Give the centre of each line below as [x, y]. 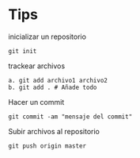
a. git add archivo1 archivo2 [58, 80]
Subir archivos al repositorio [54, 131]
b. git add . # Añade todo [53, 87]
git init [23, 51]
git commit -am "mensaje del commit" [70, 117]
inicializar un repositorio [47, 37]
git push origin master [47, 146]
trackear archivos [37, 66]
